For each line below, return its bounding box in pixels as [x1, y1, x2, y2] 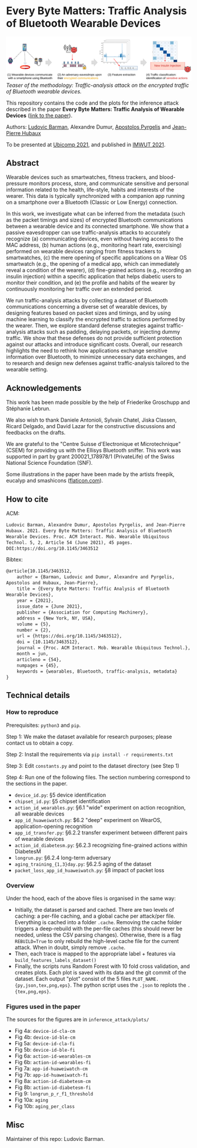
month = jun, [16, 651, 49, 657]
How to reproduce [6, 708, 59, 716]
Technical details [6, 690, 71, 700]
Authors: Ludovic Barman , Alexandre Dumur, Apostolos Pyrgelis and [6, 123, 171, 131]
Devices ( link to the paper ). [6, 112, 72, 119]
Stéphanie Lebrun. [6, 405, 51, 412]
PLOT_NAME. [132, 976, 159, 982]
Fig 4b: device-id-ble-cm [14, 1033, 76, 1041]
